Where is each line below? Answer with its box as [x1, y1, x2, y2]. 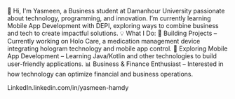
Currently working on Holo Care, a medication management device [7, 37, 201, 45]
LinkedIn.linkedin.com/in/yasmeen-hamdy [7, 84, 129, 91]
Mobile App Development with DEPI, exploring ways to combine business [7, 22, 219, 29]
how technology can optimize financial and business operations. [7, 70, 194, 78]
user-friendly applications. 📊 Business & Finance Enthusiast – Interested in [7, 60, 224, 68]
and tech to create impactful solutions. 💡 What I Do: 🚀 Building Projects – [7, 29, 217, 37]
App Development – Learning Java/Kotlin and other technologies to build [7, 52, 217, 60]
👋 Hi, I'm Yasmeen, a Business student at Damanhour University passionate [7, 7, 225, 15]
